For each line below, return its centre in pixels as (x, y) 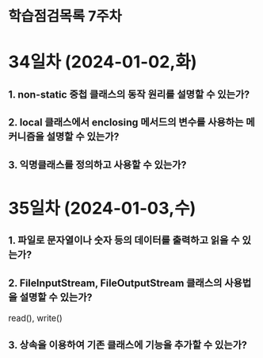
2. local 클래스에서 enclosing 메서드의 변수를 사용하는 (126, 123)
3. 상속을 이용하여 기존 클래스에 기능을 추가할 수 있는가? (128, 345)
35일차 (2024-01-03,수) (102, 208)
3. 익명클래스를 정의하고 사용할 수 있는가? (97, 165)
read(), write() (36, 318)
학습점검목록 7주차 (65, 16)
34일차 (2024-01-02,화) (103, 62)
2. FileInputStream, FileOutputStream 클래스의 (115, 283)
